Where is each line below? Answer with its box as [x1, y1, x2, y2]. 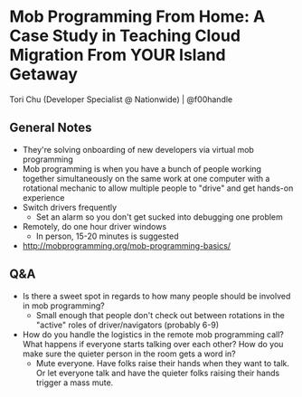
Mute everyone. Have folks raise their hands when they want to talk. [35, 357, 290, 368]
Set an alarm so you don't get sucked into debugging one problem [35, 211, 283, 222]
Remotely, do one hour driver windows [22, 221, 167, 232]
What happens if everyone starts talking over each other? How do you [22, 338, 284, 349]
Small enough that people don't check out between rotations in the [35, 309, 285, 320]
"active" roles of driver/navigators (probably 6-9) [35, 319, 220, 330]
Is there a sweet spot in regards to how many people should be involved [22, 290, 291, 301]
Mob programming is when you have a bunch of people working [22, 163, 262, 174]
